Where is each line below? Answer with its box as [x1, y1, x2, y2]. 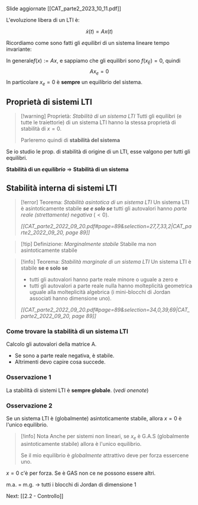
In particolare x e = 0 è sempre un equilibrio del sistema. [6, 78, 143, 87]
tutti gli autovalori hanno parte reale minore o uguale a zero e [29, 276, 178, 283]
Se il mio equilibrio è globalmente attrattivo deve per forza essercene [20, 452, 189, 459]
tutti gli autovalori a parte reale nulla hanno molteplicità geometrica [29, 282, 193, 289]
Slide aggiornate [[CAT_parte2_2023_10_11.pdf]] [6, 5, 121, 12]
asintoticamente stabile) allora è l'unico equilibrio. [20, 440, 142, 447]
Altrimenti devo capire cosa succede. [14, 358, 106, 365]
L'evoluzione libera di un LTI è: [6, 17, 80, 23]
